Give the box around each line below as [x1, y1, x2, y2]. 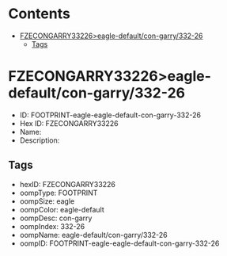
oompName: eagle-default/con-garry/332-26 [19, 230, 168, 239]
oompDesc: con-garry [19, 213, 93, 223]
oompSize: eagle [19, 196, 75, 206]
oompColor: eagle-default [19, 204, 104, 214]
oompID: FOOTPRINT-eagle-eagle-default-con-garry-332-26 [19, 239, 220, 248]
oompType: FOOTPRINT [19, 188, 98, 197]
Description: [19, 136, 60, 145]
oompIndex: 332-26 [19, 221, 85, 231]
